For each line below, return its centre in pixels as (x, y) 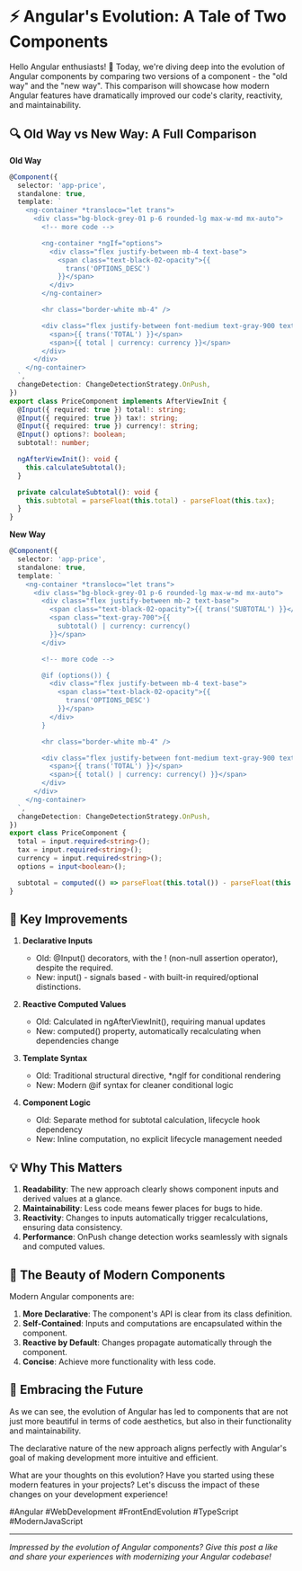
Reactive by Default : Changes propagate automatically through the (147, 1342)
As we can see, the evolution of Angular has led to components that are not (149, 1411)
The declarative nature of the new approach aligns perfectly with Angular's (148, 1448)
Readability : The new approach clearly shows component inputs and (150, 1189)
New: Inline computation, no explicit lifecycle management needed (159, 1139)
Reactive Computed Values (74, 1004)
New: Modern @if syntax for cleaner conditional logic (134, 1085)
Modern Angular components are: (72, 1296)
